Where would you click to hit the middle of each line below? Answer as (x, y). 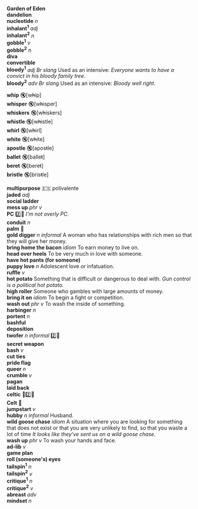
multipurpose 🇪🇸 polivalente (43, 188)
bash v (15, 350)
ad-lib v (16, 447)
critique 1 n (20, 480)
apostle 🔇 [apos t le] (31, 148)
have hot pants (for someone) (44, 260)
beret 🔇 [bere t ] (25, 166)
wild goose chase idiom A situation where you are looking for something (95, 421)
